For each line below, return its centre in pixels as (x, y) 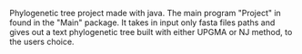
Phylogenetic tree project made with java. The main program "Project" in (146, 13)
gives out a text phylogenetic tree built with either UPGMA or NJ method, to (151, 32)
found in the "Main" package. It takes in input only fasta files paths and (142, 22)
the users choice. (42, 41)
